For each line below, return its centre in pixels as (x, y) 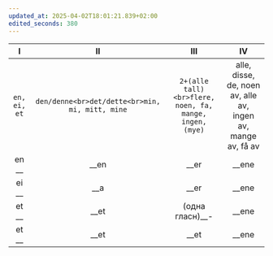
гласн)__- (194, 216)
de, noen (243, 85)
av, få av (243, 145)
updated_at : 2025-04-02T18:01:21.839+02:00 (83, 16)
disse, (243, 75)
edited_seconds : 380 (43, 24)
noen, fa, (194, 105)
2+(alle (194, 81)
